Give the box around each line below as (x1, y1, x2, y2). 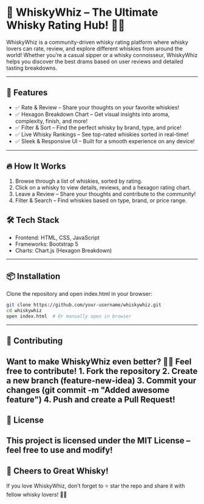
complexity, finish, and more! (15, 117, 88, 124)
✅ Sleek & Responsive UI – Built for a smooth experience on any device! (15, 137, 195, 145)
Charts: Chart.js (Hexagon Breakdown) (15, 247, 112, 254)
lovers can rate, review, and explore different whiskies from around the (6, 45, 183, 52)
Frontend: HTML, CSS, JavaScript (15, 234, 100, 242)
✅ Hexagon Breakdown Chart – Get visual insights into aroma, (15, 111, 170, 118)
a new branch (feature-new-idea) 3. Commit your (6, 375, 197, 386)
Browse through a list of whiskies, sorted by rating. (15, 177, 143, 185)
